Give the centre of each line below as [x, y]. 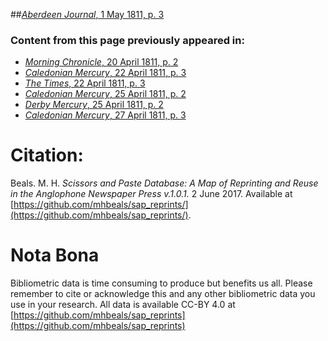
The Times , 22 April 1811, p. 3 [85, 83]
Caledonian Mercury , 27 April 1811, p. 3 [105, 115]
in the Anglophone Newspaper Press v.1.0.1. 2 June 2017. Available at [151, 194]
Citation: [47, 155]
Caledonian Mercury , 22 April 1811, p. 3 [105, 73]
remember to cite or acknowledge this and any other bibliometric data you [163, 294]
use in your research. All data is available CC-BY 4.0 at [123, 305]
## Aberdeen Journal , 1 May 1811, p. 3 [87, 14]
